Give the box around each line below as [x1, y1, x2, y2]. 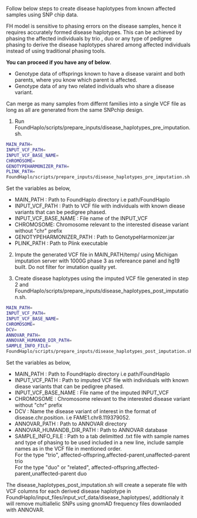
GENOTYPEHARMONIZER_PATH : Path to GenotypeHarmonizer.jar [14, 234, 175, 241]
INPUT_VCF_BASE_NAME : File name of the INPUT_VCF [14, 215, 148, 222]
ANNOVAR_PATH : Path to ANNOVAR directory [14, 420, 127, 427]
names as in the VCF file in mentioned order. [14, 445, 122, 452]
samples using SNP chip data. [6, 11, 79, 18]
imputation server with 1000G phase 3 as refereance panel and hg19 [14, 257, 180, 264]
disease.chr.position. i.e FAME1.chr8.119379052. [14, 414, 131, 421]
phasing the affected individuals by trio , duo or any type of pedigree [6, 35, 172, 42]
